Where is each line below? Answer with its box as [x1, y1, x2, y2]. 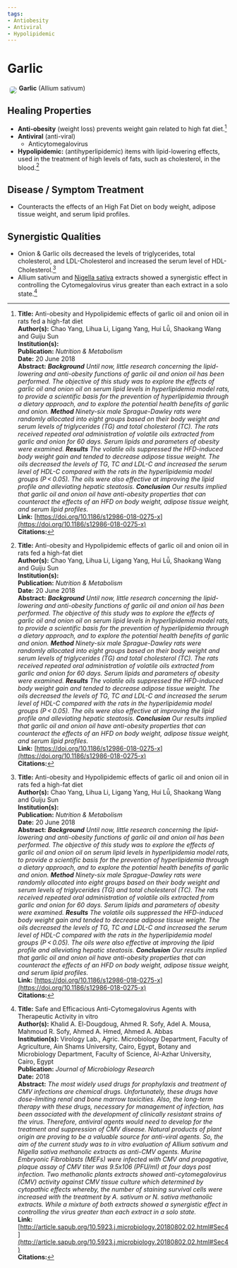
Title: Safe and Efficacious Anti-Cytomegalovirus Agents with [17, 1005, 197, 1013]
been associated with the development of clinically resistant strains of [17, 1110, 222, 1119]
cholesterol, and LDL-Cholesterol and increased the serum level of [17, 256, 210, 265]
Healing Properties [7, 104, 92, 117]
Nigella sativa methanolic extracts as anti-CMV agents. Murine [17, 1148, 202, 1156]
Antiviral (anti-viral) [17, 132, 75, 140]
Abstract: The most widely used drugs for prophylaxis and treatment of [17, 1080, 227, 1088]
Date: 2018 [17, 1073, 50, 1081]
